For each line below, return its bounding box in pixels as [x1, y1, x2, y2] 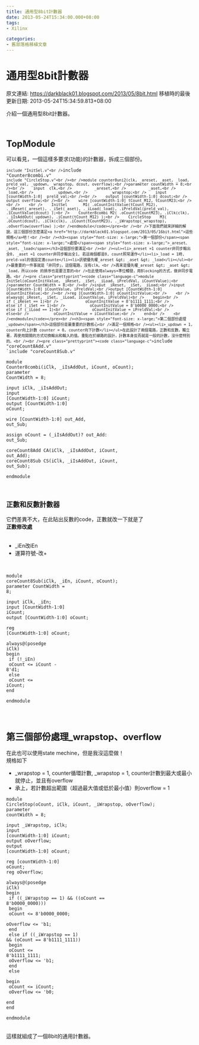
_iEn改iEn [14, 542, 38, 549]
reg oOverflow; [6, 869, 44, 875]
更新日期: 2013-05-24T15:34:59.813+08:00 [6, 97, 112, 104]
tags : [6, 20, 20, 26]
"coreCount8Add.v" [6, 344, 52, 350]
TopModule [6, 138, 55, 149]
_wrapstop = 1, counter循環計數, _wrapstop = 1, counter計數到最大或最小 [14, 769, 192, 776]
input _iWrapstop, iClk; [6, 822, 68, 828]
